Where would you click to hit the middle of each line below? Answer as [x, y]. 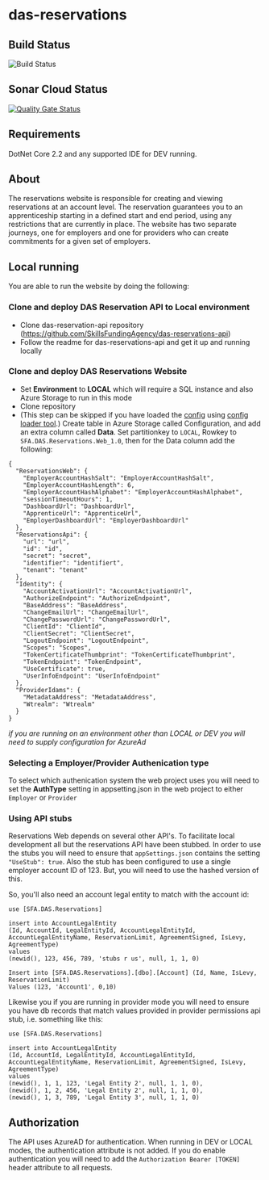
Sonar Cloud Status [58, 89]
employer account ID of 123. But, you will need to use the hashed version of [134, 871]
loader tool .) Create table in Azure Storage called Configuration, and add [140, 423]
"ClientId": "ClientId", [64, 626]
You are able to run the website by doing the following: [99, 286]
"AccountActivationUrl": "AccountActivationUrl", [108, 591]
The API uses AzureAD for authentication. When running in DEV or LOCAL [131, 1142]
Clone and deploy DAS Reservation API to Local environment [129, 307]
